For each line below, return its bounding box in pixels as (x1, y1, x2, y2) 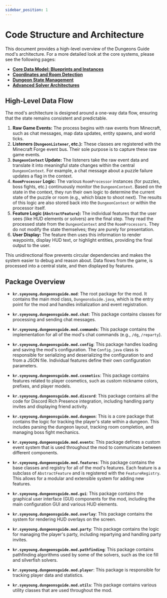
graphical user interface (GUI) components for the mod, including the (12, 496, 155, 502)
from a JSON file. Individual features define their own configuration (12, 357, 151, 363)
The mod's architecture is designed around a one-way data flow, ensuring (5, 110, 158, 116)
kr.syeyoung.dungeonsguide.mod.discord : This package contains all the (12, 393, 158, 399)
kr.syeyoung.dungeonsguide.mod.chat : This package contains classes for (12, 311, 162, 317)
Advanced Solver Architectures (12, 82, 80, 88)
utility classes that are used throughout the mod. (12, 587, 112, 593)
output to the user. (12, 242, 51, 249)
